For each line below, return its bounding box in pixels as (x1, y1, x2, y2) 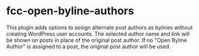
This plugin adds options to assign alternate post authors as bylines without (6, 24, 193, 31)
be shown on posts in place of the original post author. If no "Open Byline (6, 36, 188, 43)
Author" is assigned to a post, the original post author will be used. (6, 43, 171, 50)
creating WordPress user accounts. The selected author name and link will (6, 30, 190, 37)
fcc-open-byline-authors (6, 4, 134, 18)
